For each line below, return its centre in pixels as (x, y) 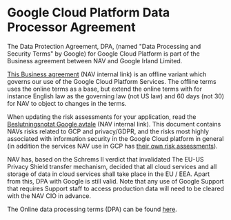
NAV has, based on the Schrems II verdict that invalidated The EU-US (106, 159)
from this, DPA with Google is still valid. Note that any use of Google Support (115, 181)
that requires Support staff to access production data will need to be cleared (115, 188)
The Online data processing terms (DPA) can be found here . (92, 209)
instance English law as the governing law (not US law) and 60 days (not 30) (116, 96)
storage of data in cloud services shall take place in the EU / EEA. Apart (109, 174)
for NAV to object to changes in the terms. (67, 103)
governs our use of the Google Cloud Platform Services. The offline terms (112, 81)
